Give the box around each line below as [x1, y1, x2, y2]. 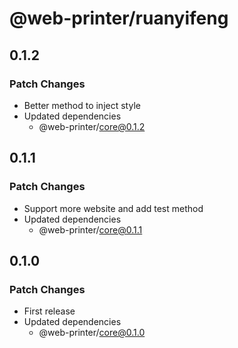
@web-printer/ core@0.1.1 [38, 223, 143, 236]
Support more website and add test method [23, 202, 204, 214]
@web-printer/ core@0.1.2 [38, 120, 146, 132]
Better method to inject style [23, 99, 141, 111]
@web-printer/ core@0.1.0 [38, 327, 146, 339]
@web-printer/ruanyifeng [9, 7, 229, 30]
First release [23, 305, 76, 317]
